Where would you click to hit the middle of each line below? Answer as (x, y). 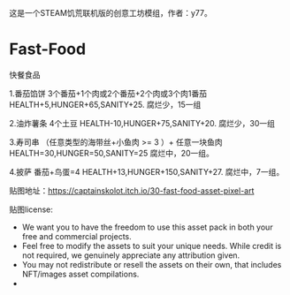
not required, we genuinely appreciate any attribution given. (131, 255)
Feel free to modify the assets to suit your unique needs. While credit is (152, 246)
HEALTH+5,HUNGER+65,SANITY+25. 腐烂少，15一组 (105, 104)
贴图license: (31, 209)
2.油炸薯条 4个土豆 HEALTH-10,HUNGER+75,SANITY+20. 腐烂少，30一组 (142, 123)
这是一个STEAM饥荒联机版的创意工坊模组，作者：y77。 (111, 13)
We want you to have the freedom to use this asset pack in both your (147, 227)
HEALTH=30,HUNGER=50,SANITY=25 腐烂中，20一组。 (112, 153)
